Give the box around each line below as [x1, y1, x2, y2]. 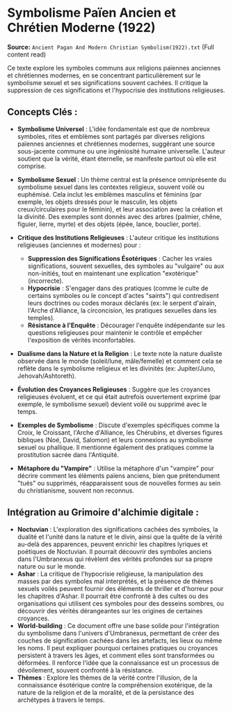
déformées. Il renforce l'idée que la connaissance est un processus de [17, 658, 219, 667]
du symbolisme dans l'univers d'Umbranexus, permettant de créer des [17, 629, 220, 637]
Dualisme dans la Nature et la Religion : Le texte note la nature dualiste [17, 349, 223, 357]
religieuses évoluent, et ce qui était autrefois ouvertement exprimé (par [17, 392, 221, 401]
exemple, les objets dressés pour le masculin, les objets [17, 197, 177, 206]
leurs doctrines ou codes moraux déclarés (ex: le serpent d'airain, [27, 299, 217, 307]
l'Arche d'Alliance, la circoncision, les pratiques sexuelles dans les [27, 306, 217, 315]
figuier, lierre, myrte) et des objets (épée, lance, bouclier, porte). [17, 220, 201, 228]
